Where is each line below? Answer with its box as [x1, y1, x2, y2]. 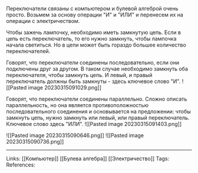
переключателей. [6, 48, 51, 55]
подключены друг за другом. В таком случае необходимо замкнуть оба [6, 65, 189, 72]
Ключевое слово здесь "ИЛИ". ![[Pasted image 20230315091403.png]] [6, 121, 181, 127]
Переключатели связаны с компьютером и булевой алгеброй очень [6, 5, 179, 12]
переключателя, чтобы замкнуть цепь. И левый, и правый [6, 72, 153, 78]
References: [6, 161, 35, 168]
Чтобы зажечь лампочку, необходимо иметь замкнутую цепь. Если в [6, 29, 181, 36]
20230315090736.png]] [6, 138, 64, 145]
